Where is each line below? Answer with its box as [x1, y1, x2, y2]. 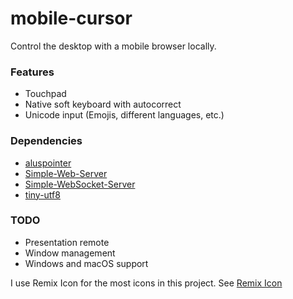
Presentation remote [24, 236, 110, 248]
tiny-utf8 [24, 188, 61, 201]
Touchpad [24, 88, 67, 100]
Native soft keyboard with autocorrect [24, 98, 182, 111]
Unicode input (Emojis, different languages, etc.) [24, 109, 225, 121]
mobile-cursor [10, 7, 133, 30]
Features [10, 65, 55, 79]
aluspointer [24, 157, 72, 169]
